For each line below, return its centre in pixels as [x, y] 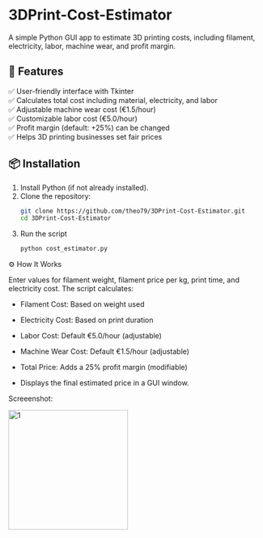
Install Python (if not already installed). [84, 187]
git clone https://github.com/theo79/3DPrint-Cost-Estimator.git [132, 211]
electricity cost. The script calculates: [71, 289]
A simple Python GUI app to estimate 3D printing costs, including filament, [132, 37]
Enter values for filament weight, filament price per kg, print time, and [124, 280]
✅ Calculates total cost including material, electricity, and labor [113, 100]
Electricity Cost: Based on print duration [87, 320]
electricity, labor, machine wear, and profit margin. [92, 45]
